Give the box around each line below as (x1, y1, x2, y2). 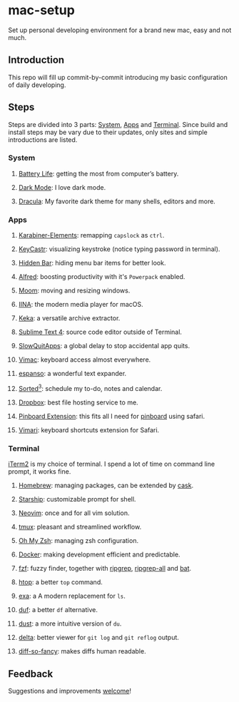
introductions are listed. (8, 135, 78, 144)
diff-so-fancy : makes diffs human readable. (18, 647, 146, 656)
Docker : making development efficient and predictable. (18, 550, 180, 559)
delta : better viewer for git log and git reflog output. (18, 634, 179, 642)
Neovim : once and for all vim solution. (18, 509, 131, 517)
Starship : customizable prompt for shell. (18, 495, 136, 504)
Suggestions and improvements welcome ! (8, 686, 131, 695)
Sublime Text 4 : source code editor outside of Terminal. (18, 327, 183, 337)
